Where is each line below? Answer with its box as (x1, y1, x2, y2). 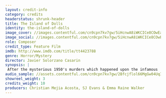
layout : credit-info (5, 7, 48, 12)
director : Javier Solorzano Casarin (5, 58, 81, 63)
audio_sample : (5, 72, 35, 77)
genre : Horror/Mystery (5, 53, 52, 58)
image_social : (5, 35, 35, 40)
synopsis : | (5, 62, 30, 67)
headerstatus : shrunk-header (5, 16, 65, 21)
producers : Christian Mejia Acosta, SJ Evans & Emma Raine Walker (5, 85, 145, 91)
